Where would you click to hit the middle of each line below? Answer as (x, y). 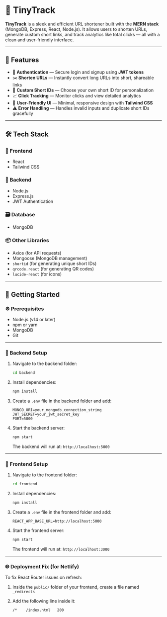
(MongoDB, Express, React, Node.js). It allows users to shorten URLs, (76, 29)
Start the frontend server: (38, 530)
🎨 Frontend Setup (27, 464)
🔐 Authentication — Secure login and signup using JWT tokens (78, 72)
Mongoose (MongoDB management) (50, 259)
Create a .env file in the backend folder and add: (62, 401)
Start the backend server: (39, 428)
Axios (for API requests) (37, 253)
